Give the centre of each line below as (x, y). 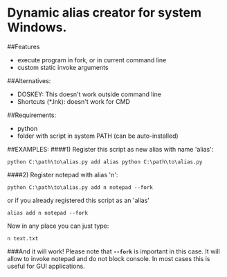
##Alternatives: (29, 80)
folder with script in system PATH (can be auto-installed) (98, 136)
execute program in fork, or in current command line (92, 60)
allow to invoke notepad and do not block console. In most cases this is (109, 258)
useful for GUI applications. (46, 266)
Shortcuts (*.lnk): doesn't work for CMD (73, 101)
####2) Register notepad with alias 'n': (63, 175)
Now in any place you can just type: (58, 226)
